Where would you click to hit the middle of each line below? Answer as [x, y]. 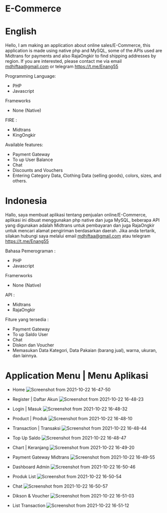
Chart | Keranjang [30, 447]
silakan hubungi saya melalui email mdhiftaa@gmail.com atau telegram [78, 236]
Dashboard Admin [31, 467]
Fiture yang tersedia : [27, 320]
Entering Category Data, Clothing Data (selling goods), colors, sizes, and [87, 175]
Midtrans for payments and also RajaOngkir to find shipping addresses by [81, 56]
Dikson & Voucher [31, 496]
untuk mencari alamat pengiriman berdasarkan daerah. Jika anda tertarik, [81, 231]
